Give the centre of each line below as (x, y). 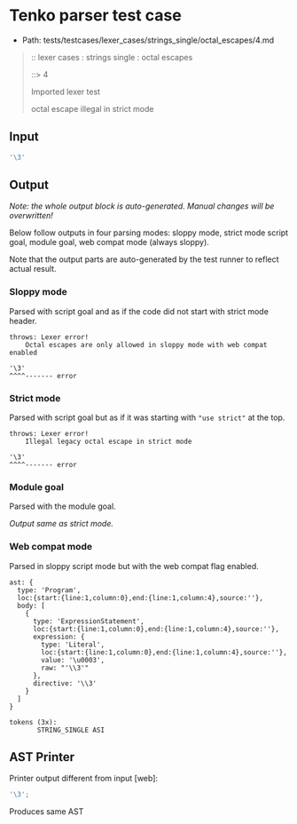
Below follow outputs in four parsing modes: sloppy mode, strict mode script (149, 233)
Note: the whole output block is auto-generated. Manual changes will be (142, 206)
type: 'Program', (49, 590)
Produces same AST (47, 812)
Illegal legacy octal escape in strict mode (109, 442)
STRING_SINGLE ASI (70, 730)
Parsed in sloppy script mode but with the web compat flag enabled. (134, 566)
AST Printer (42, 757)
